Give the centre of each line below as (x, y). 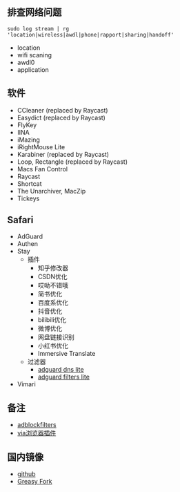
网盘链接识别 (56, 337)
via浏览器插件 (37, 433)
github (26, 474)
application (33, 69)
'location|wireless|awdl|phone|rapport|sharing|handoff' (91, 35)
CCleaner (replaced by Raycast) (62, 110)
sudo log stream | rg (38, 29)
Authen (28, 244)
